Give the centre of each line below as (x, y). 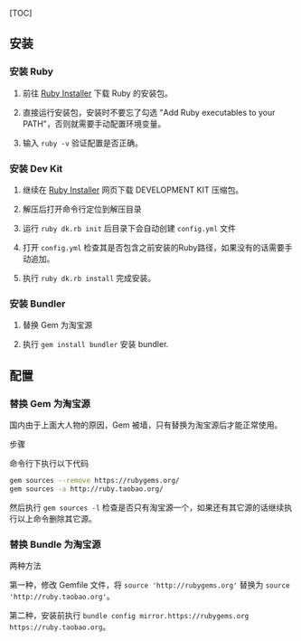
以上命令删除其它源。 (56, 518)
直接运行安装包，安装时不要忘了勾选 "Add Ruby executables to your (149, 112)
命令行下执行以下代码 (49, 463)
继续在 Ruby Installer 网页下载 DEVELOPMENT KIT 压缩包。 (133, 190)
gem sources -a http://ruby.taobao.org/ (87, 489)
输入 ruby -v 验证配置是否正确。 (82, 143)
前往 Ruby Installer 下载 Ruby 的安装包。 (98, 93)
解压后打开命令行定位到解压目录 (82, 209)
